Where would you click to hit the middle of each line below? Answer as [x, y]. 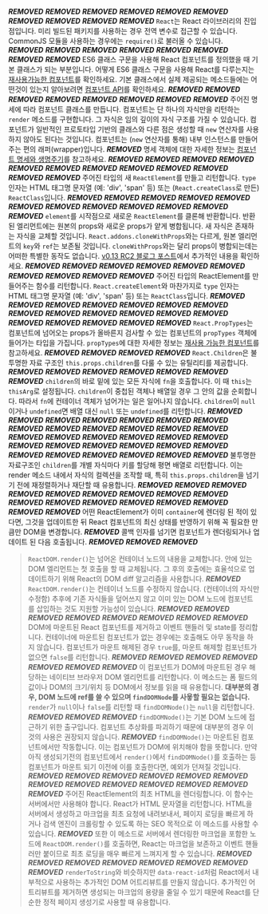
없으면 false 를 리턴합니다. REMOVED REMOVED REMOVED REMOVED [142, 657]
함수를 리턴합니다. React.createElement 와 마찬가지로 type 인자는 [137, 286]
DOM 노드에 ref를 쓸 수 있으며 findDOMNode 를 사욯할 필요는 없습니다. [144, 697]
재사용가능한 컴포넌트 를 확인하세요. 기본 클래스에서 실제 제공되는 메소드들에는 [129, 79]
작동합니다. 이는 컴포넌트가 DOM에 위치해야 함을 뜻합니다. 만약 [160, 747]
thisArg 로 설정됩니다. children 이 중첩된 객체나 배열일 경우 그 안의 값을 [119, 391]
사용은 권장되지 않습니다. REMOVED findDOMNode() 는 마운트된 [141, 737]
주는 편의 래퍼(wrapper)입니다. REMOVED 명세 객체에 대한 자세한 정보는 [122, 149]
